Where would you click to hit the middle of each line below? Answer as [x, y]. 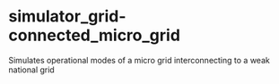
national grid [31, 70]
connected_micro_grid [95, 35]
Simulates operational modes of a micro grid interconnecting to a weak [139, 60]
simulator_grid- [67, 17]
